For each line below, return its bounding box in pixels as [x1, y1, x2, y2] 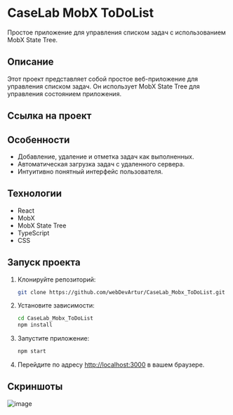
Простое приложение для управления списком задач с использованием [7, 28, 226, 37]
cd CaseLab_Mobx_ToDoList [17, 315, 93, 322]
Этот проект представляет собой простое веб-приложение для [7, 74, 199, 83]
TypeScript [17, 228, 50, 237]
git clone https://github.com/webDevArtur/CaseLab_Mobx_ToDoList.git [17, 289, 226, 296]
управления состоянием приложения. [7, 89, 121, 98]
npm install [17, 322, 53, 329]
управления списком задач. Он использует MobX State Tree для [7, 82, 200, 91]
